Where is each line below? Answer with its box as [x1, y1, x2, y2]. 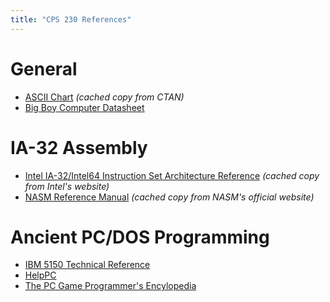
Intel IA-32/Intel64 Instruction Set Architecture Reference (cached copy [24, 169, 320, 181]
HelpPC [24, 269, 57, 281]
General [10, 57, 78, 80]
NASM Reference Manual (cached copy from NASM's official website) [24, 191, 315, 203]
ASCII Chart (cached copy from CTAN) [24, 91, 185, 103]
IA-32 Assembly [10, 136, 148, 159]
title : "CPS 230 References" [10, 14, 132, 25]
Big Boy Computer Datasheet [24, 101, 145, 113]
